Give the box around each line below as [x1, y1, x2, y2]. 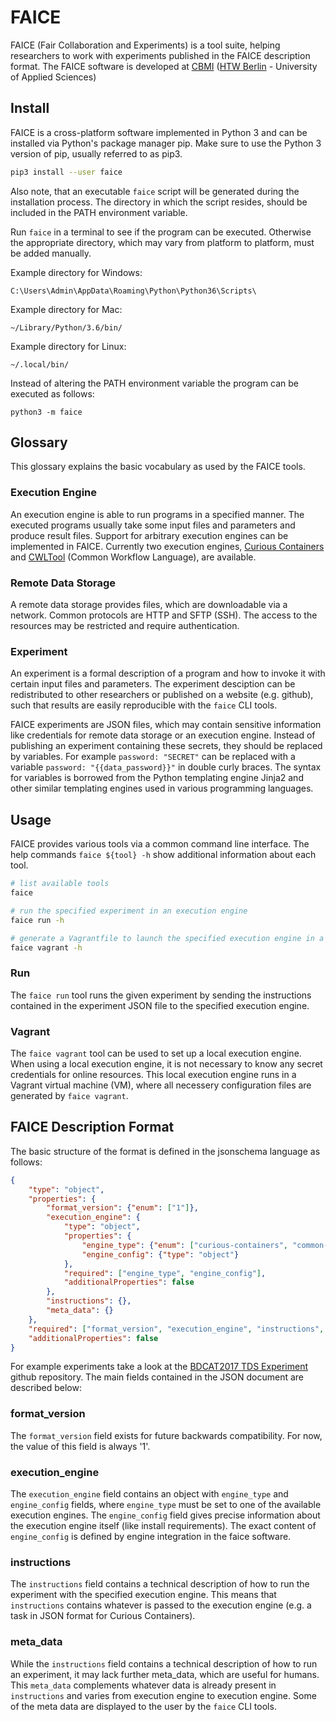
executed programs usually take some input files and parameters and [10, 519, 296, 531]
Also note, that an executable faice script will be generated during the [10, 185, 300, 197]
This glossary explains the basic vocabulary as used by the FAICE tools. [10, 461, 306, 473]
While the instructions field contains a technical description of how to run [10, 1657, 318, 1670]
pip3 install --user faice [10, 167, 123, 177]
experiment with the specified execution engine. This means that [10, 1589, 277, 1601]
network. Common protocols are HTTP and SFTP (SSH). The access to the [10, 609, 318, 621]
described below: [10, 1382, 82, 1394]
